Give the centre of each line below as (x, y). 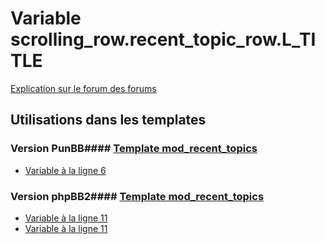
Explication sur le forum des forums (83, 88)
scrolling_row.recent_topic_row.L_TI (163, 39)
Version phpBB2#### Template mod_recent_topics (137, 196)
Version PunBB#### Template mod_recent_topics (134, 149)
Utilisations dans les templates (108, 120)
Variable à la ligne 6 (65, 170)
